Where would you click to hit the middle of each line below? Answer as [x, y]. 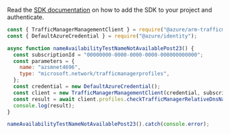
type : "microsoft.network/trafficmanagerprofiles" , [94, 74]
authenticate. [26, 17]
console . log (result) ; [44, 105]
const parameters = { [44, 61]
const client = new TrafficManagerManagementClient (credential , [107, 93]
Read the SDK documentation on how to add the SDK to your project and [110, 10]
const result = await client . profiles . [70, 99]
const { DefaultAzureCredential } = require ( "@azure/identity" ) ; [102, 36]
